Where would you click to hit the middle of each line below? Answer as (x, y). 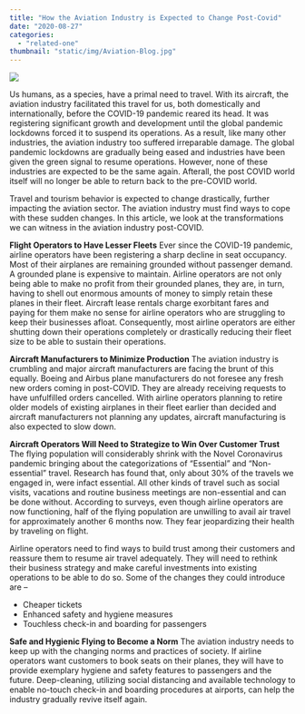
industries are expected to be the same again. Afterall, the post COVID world (152, 171)
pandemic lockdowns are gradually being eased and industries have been (148, 152)
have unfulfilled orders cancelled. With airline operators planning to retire (146, 398)
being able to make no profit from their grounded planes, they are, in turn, (147, 284)
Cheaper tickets (52, 605)
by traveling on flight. (49, 531)
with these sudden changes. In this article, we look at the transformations (147, 218)
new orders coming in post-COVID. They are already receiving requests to (148, 388)
